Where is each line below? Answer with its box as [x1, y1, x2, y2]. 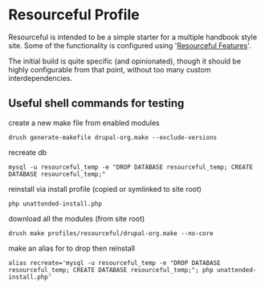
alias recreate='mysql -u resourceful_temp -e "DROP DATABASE [8, 258, 221, 267]
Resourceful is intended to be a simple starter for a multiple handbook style [8, 32, 258, 42]
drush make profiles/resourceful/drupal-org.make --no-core [8, 229, 214, 238]
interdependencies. [8, 73, 73, 83]
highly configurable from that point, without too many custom [8, 64, 211, 74]
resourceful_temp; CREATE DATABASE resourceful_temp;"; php [8, 266, 214, 274]
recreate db [8, 147, 47, 157]
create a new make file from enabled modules [8, 118, 160, 128]
